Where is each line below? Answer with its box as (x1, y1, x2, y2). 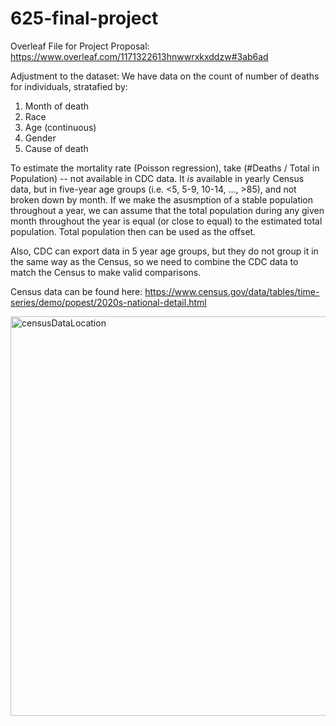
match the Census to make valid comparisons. (10, 266, 202, 278)
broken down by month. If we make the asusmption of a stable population (10, 193, 314, 206)
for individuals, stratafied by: (10, 80, 128, 92)
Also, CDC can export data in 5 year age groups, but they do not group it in (10, 245, 319, 257)
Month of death (24, 100, 90, 112)
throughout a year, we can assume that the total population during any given (10, 204, 325, 216)
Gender (24, 132, 57, 144)
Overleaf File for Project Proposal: (10, 40, 150, 52)
